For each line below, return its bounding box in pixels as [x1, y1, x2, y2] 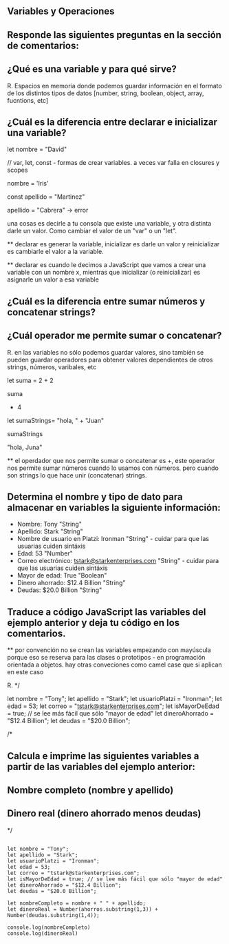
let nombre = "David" [7, 145, 67, 154]
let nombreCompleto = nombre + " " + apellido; [7, 900, 146, 907]
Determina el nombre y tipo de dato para [7, 491, 184, 502]
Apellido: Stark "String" [17, 527, 84, 535]
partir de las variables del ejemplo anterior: [7, 760, 196, 772]
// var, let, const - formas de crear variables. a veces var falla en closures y [7, 159, 220, 167]
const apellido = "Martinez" [7, 193, 85, 201]
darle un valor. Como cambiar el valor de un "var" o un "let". [7, 227, 177, 235]
